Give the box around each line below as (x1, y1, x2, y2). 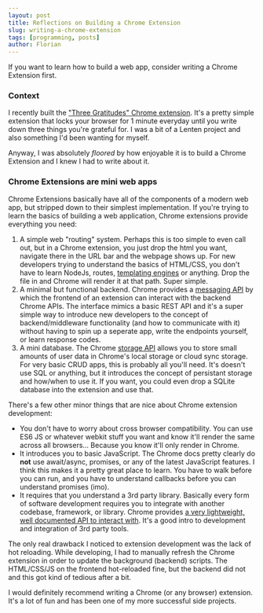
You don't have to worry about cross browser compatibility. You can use (19, 424, 254, 433)
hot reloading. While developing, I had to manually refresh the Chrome (8, 547, 236, 556)
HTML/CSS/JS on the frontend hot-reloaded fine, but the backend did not (8, 563, 246, 574)
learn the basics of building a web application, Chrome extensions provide (8, 211, 249, 220)
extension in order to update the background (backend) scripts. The (8, 556, 228, 565)
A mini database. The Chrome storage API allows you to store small (19, 343, 237, 352)
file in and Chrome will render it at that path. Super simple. (19, 276, 208, 285)
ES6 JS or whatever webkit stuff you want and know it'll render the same (19, 431, 255, 441)
